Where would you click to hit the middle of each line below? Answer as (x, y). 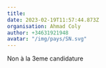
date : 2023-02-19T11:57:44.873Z (53, 20)
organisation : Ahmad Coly (44, 26)
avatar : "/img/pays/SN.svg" (47, 39)
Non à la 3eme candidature (45, 58)
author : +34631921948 (38, 33)
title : (16, 13)
